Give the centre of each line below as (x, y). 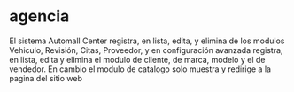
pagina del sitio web (46, 78)
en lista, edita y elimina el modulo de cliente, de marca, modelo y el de (137, 59)
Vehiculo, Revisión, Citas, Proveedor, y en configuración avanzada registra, (146, 50)
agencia (39, 16)
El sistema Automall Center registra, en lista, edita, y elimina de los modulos (147, 41)
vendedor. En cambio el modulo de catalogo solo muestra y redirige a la (140, 69)
